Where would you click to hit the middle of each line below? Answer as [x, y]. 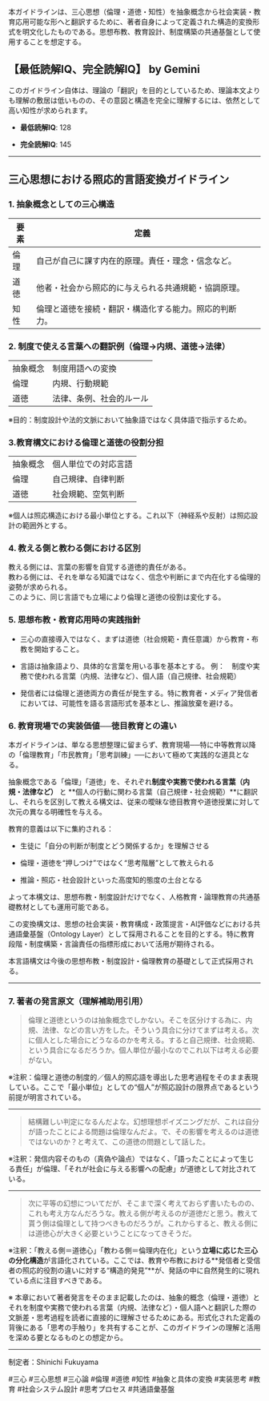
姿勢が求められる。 [40, 587]
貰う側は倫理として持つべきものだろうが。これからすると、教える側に [143, 1223]
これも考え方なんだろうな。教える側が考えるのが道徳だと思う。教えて [143, 1214]
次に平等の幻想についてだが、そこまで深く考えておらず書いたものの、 [143, 1203]
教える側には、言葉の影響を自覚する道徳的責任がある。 [99, 567]
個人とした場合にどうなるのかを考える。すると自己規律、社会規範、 [147, 1041]
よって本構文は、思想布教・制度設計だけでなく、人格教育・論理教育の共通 [131, 896]
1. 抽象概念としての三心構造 [61, 204]
